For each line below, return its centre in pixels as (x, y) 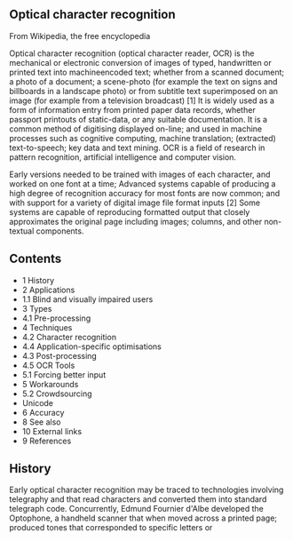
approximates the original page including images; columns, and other (136, 221)
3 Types (37, 308)
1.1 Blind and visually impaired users (87, 299)
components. (60, 231)
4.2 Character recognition (69, 337)
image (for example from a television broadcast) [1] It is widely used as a (142, 100)
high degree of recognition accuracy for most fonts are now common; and (145, 193)
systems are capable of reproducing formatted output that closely (130, 211)
